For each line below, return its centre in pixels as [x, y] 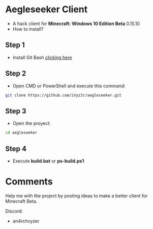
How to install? [28, 29]
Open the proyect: [32, 123]
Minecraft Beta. [21, 201]
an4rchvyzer [26, 221]
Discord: [14, 211]
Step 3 [16, 111]
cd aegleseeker [21, 133]
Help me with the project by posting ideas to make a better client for [76, 196]
